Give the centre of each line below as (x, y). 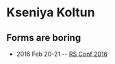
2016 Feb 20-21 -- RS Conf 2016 (62, 54)
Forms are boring (44, 38)
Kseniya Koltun (51, 13)
